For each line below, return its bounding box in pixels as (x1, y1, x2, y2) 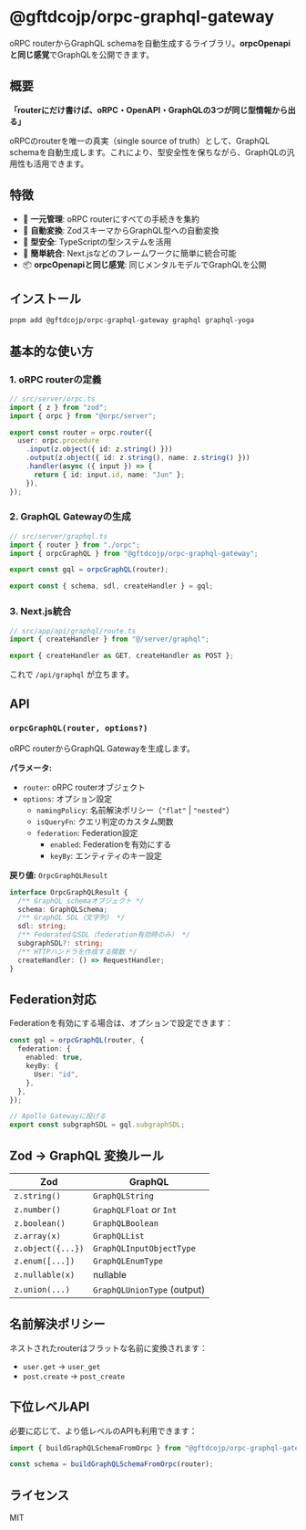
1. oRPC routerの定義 (9, 372, 102, 385)
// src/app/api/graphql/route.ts (9, 626, 137, 635)
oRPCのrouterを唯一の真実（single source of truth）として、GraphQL (9, 135, 270, 146)
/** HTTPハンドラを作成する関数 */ (17, 947, 138, 956)
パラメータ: (9, 762, 53, 773)
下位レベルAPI (9, 1399, 90, 1415)
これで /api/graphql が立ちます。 (9, 669, 134, 680)
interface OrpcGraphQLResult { (9, 887, 128, 896)
